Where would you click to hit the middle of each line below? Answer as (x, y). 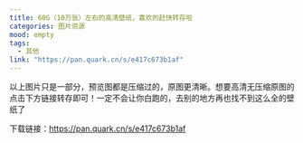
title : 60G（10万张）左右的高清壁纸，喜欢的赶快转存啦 (101, 18)
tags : (19, 43)
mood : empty (32, 34)
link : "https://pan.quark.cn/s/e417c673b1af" (96, 60)
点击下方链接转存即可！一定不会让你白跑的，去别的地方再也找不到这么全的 (148, 98)
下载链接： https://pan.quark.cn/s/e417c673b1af (98, 129)
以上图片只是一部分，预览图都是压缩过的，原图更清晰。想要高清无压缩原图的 (152, 86)
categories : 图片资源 (47, 26)
